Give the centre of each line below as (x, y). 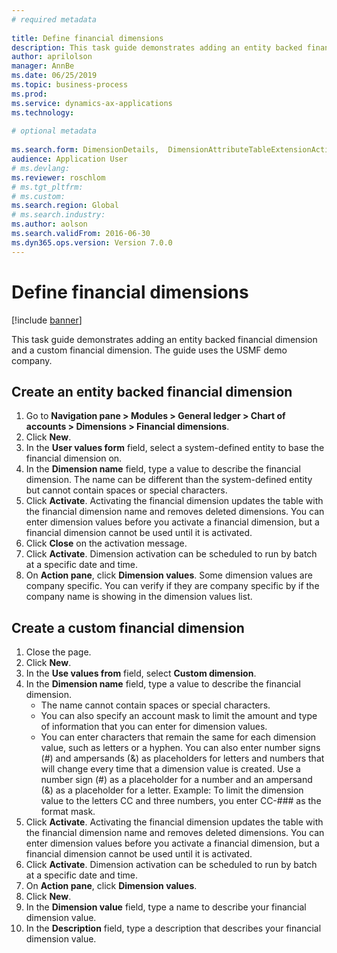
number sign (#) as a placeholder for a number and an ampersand (176, 780)
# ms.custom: (38, 196)
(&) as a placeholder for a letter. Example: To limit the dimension (172, 790)
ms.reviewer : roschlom (58, 177)
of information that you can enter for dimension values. (154, 727)
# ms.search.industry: (58, 215)
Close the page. (58, 652)
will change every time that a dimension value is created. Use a (170, 769)
